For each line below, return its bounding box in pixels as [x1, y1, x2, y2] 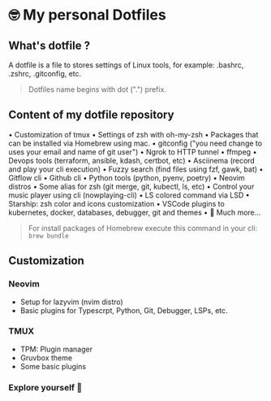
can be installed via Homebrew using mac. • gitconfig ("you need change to [8, 138, 262, 148]
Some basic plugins [19, 361, 87, 371]
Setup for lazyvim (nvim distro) [19, 297, 123, 307]
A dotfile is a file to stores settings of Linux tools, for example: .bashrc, [8, 60, 244, 70]
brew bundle [28, 232, 69, 240]
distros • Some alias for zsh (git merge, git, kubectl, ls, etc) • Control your [8, 181, 255, 191]
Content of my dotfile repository [8, 108, 174, 122]
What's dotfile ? [8, 38, 91, 52]
